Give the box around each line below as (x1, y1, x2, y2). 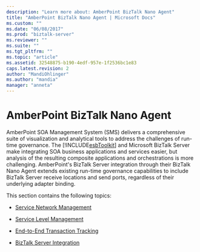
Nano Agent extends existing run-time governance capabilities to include (6, 167, 189, 174)
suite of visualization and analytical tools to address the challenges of (6, 135, 180, 142)
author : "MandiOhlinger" (6, 71, 69, 77)
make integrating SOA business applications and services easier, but (6, 148, 178, 155)
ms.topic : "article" (6, 54, 59, 60)
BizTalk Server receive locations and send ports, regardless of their (6, 174, 175, 181)
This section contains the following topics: (6, 192, 112, 199)
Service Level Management (15, 215, 84, 222)
